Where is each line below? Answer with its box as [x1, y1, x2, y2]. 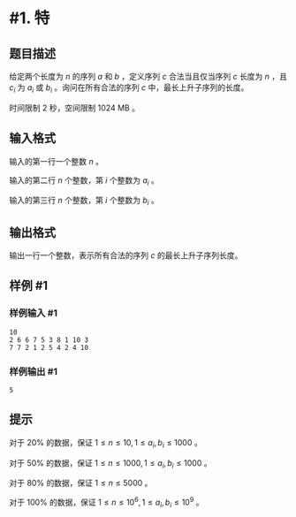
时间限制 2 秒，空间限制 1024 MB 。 [9, 103, 140, 113]
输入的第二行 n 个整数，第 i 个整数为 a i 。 [9, 174, 159, 187]
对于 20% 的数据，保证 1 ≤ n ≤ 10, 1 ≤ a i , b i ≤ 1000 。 [9, 437, 202, 450]
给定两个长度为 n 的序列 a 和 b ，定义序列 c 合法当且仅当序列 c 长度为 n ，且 [9, 72, 288, 81]
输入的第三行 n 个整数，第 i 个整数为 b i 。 [9, 195, 159, 208]
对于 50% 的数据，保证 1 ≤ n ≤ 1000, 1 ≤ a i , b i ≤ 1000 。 [9, 457, 212, 470]
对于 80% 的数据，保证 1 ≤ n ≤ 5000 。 [9, 478, 153, 489]
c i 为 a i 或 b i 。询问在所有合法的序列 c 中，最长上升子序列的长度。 [9, 82, 249, 95]
